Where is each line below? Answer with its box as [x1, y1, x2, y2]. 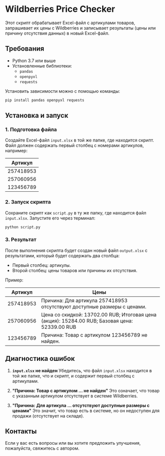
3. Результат [5, 236, 37, 243]
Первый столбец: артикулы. [12, 262, 71, 268]
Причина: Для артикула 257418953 [41, 297, 128, 304]
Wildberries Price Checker [5, 3, 115, 15]
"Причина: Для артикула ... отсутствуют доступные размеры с [12, 402, 150, 408]
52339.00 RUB [41, 323, 77, 330]
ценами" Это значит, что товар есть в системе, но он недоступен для [12, 408, 160, 414]
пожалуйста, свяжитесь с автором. [5, 445, 80, 452]
